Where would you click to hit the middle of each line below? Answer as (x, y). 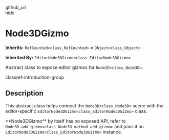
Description (24, 93)
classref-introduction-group (35, 77)
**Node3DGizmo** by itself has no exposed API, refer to (66, 121)
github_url (16, 7)
